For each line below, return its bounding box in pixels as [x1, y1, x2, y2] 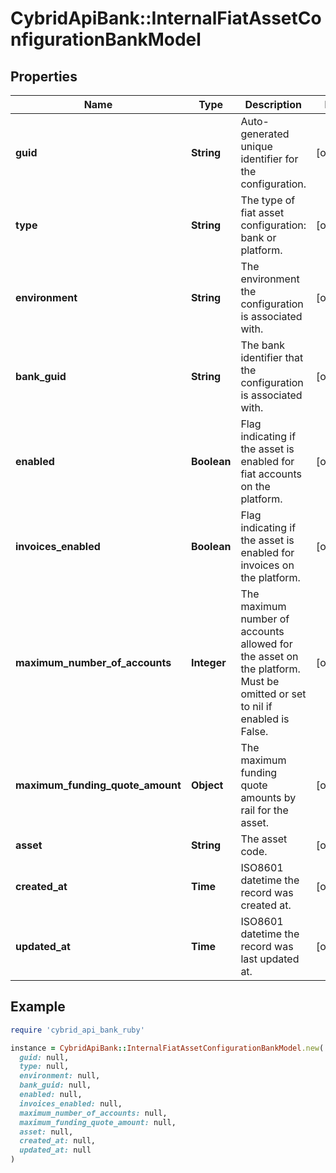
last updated [240, 952, 300, 966]
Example [10, 998, 66, 1016]
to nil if [240, 700, 273, 713]
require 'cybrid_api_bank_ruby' [10, 1025, 145, 1035]
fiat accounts [240, 467, 302, 481]
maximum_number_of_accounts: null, [19, 1108, 168, 1118]
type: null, [19, 1062, 70, 1072]
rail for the [240, 803, 289, 817]
